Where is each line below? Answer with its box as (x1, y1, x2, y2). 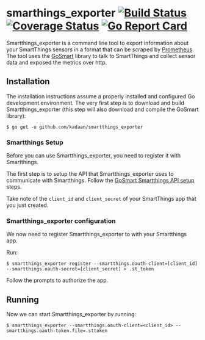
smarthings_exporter (6, 6, 116, 20)
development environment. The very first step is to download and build (6, 99, 185, 106)
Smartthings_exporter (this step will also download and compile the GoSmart (6, 106, 200, 113)
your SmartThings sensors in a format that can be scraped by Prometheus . (6, 46, 194, 53)
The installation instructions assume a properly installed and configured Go (6, 92, 195, 100)
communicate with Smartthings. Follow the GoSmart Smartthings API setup (6, 177, 195, 184)
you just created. (6, 201, 49, 209)
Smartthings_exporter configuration (6, 217, 116, 225)
